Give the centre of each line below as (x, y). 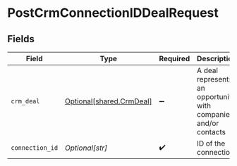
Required (174, 59)
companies (215, 114)
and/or (208, 123)
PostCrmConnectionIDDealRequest (113, 13)
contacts (211, 132)
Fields (21, 39)
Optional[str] (86, 148)
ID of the (211, 143)
